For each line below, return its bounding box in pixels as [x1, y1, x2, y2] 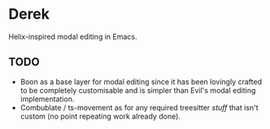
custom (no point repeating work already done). [20, 111, 181, 121]
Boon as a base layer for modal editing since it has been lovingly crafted [20, 76, 263, 86]
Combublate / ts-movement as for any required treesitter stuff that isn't [20, 102, 259, 112]
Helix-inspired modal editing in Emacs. [8, 32, 137, 41]
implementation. [20, 94, 75, 104]
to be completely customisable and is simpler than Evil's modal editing [20, 85, 256, 95]
